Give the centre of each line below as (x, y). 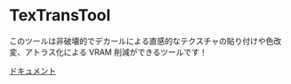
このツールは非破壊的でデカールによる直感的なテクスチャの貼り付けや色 (141, 41)
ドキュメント (32, 71)
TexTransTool (60, 15)
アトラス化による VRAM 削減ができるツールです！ (116, 52)
